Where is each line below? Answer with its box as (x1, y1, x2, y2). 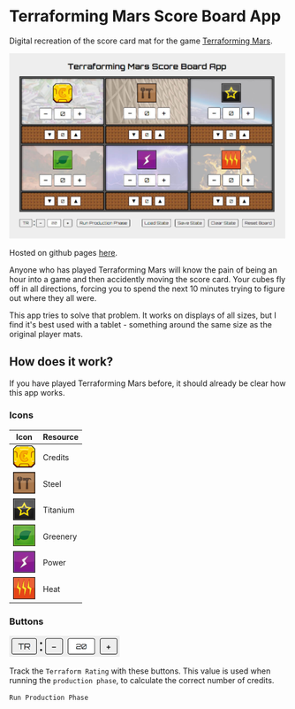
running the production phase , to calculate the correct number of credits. (9, 674, 275, 685)
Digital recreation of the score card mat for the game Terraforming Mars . (9, 35, 274, 46)
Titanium (42, 505, 75, 515)
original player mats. (9, 328, 84, 339)
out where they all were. (9, 292, 97, 303)
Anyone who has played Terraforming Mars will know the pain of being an (9, 264, 278, 275)
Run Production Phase (9, 693, 89, 702)
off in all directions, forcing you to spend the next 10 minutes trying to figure (9, 283, 285, 294)
